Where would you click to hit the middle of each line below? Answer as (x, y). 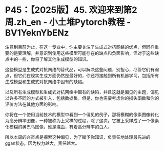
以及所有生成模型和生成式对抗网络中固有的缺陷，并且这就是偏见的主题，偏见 (82, 92)
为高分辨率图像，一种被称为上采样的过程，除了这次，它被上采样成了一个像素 (82, 120)
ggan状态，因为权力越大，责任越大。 (42, 143)
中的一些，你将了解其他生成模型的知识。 (50, 59)
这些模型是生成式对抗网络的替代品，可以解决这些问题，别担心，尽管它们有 (80, 69)
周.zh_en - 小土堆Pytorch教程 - (68, 22)
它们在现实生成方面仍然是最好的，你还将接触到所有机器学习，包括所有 (88, 75)
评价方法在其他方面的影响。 (33, 104)
